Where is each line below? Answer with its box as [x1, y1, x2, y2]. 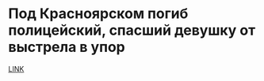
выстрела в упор [8, 39, 125, 56]
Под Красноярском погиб [8, 5, 189, 23]
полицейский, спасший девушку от [8, 21, 256, 39]
